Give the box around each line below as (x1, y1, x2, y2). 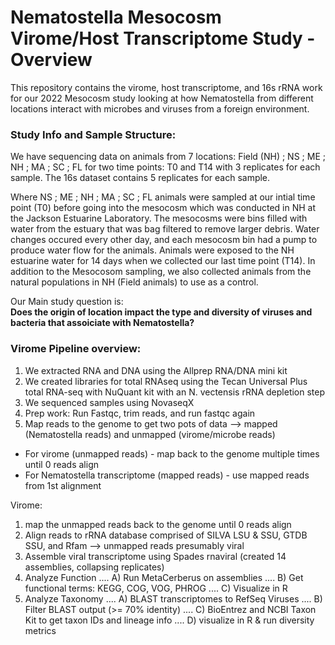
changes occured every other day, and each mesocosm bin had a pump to (10, 234, 318, 246)
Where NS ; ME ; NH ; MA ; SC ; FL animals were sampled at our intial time (10, 191, 316, 203)
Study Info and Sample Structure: (10, 127, 177, 141)
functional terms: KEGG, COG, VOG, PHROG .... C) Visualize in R (24, 582, 288, 594)
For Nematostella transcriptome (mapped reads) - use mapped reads (24, 469, 310, 481)
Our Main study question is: (10, 296, 124, 308)
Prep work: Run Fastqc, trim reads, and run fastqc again (24, 407, 256, 419)
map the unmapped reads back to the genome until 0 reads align (24, 518, 292, 530)
